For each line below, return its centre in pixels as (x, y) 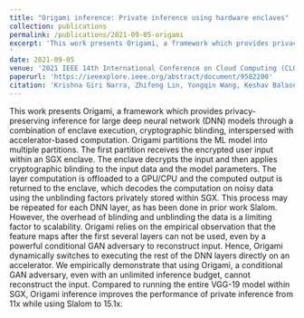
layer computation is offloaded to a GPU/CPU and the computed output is (146, 178)
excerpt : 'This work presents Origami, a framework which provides (139, 43)
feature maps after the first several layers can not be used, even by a (138, 236)
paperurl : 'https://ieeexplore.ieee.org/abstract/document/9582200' (141, 77)
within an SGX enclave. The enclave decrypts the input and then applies (143, 159)
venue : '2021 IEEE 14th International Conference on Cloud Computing (143, 69)
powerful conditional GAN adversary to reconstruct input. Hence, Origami (146, 246)
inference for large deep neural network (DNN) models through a (172, 120)
